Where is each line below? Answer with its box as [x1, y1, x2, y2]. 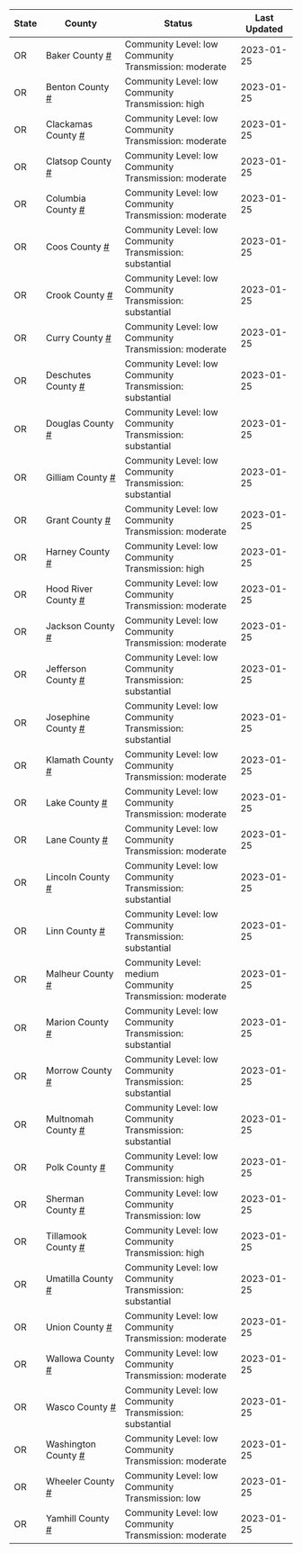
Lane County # [45, 834, 109, 845]
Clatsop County [45, 155, 112, 167]
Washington [45, 1438, 97, 1450]
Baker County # [45, 50, 112, 61]
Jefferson [45, 663, 87, 674]
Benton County [45, 81, 110, 93]
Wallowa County [45, 1352, 115, 1365]
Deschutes [45, 369, 92, 381]
